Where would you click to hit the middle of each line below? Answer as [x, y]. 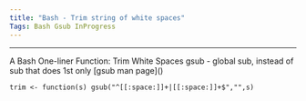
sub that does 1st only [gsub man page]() [87, 70]
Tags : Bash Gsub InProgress [63, 26]
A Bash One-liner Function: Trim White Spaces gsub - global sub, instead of [152, 61]
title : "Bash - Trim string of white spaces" [97, 18]
